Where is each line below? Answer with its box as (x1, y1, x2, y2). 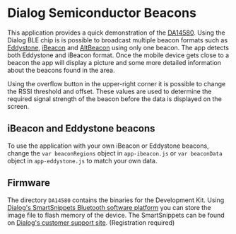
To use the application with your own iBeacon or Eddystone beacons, (7, 141, 210, 150)
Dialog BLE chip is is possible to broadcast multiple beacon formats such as (7, 35, 228, 44)
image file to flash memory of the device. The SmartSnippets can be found (7, 211, 225, 219)
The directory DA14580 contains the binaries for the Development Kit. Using (7, 196, 225, 204)
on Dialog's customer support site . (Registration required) (7, 218, 175, 227)
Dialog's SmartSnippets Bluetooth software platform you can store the (7, 203, 211, 211)
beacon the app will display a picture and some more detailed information (7, 58, 221, 66)
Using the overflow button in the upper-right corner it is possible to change (7, 79, 226, 88)
